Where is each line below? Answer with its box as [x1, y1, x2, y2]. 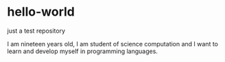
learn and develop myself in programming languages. [7, 47, 158, 55]
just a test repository [7, 27, 66, 35]
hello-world [7, 4, 75, 20]
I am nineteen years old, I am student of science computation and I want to [7, 40, 218, 48]
